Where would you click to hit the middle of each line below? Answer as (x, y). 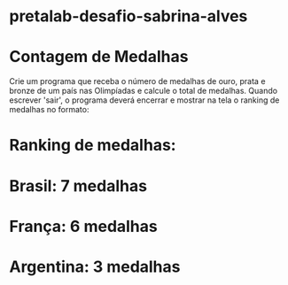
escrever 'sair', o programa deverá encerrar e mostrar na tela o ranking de (144, 100)
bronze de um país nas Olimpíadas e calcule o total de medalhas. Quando (143, 91)
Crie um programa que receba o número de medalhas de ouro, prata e (137, 81)
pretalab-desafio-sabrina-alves (128, 16)
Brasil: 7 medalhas (78, 185)
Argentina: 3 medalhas (95, 266)
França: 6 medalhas (83, 226)
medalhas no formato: (49, 110)
